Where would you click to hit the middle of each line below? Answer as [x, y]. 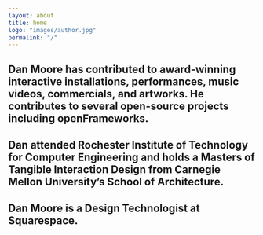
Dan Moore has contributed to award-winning [122, 69]
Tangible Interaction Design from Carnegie [115, 170]
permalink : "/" [33, 37]
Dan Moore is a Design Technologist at [104, 209]
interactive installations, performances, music [124, 81]
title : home [27, 23]
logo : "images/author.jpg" [52, 30]
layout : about [31, 15]
